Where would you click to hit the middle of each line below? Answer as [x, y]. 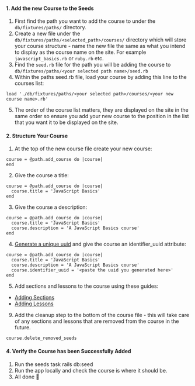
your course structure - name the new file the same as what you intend [100, 46]
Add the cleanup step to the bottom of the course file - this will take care [102, 315]
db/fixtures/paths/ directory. [50, 27]
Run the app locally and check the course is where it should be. [91, 370]
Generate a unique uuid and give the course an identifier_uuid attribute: [100, 244]
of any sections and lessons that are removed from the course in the [97, 321]
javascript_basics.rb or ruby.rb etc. [59, 58]
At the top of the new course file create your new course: [83, 149]
